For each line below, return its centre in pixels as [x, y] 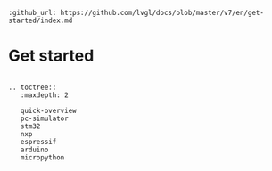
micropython [42, 157]
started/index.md [41, 20]
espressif [38, 142]
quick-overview [48, 110]
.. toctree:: [33, 87]
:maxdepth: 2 [44, 95]
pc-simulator [44, 118]
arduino [34, 150]
